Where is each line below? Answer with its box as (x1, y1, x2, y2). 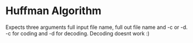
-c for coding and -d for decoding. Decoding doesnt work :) (5, 29, 150, 37)
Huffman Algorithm (5, 4, 102, 18)
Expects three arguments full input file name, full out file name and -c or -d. (5, 24, 188, 31)
